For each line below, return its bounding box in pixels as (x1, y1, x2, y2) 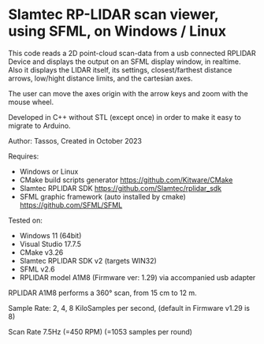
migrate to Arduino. (8, 121, 71, 130)
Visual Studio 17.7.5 (19, 239, 81, 249)
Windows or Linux (19, 166, 79, 176)
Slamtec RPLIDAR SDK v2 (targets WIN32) (19, 256, 158, 265)
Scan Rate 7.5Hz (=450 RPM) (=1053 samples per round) (8, 327, 193, 336)
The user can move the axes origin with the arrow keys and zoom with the (8, 88, 248, 98)
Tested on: (8, 215, 43, 225)
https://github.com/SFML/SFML (19, 200, 123, 210)
